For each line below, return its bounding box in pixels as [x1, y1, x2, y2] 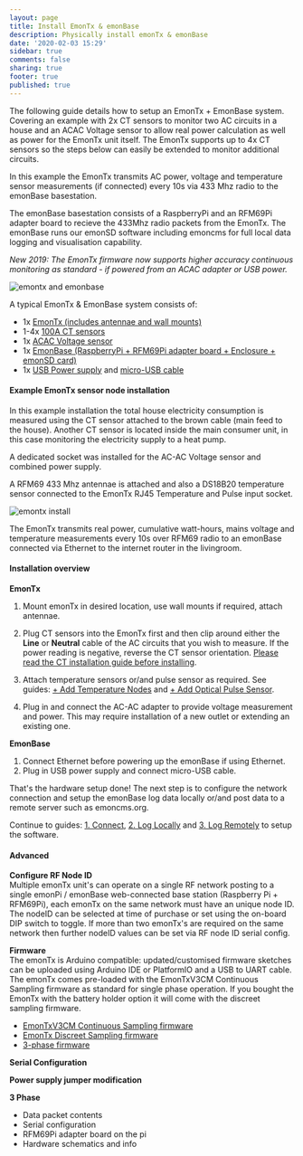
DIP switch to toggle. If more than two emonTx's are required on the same [9, 918, 284, 929]
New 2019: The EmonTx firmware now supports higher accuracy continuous [9, 254, 294, 265]
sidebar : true [9, 47, 63, 56]
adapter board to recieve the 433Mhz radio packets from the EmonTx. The [9, 217, 287, 228]
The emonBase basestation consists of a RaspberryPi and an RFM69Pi [9, 207, 273, 218]
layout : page [9, 13, 59, 23]
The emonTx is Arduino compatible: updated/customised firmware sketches [9, 955, 292, 966]
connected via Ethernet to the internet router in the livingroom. [9, 542, 242, 553]
